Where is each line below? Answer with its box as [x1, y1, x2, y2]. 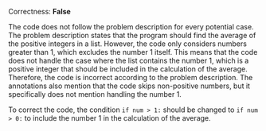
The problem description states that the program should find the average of [8, 31, 256, 40]
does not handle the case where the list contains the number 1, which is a [8, 56, 249, 65]
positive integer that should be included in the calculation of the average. [8, 64, 248, 74]
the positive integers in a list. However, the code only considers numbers [8, 39, 247, 48]
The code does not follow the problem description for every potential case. [8, 22, 254, 31]
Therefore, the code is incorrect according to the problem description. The [8, 73, 253, 82]
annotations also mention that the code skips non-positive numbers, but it [8, 81, 251, 91]
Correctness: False [8, 7, 72, 16]
